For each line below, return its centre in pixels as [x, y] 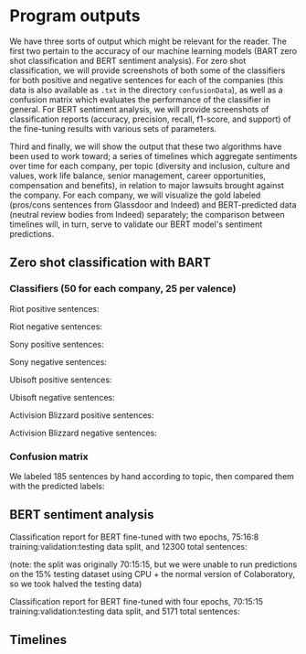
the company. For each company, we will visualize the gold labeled [135, 195]
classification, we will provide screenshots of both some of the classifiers [148, 70]
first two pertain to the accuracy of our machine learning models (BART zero [153, 50]
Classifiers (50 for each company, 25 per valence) [123, 289]
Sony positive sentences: [57, 344]
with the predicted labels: [57, 486]
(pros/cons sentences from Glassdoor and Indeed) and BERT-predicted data [153, 204]
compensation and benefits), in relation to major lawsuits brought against [147, 185]
